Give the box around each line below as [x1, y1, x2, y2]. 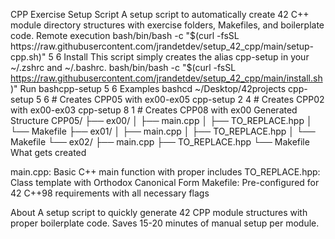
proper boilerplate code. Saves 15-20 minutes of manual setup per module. [10, 217, 320, 229]
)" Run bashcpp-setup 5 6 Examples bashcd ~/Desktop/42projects [10, 83, 287, 94]
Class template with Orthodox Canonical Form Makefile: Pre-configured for [10, 177, 320, 188]
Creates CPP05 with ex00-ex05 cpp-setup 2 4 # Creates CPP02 [59, 94, 325, 105]
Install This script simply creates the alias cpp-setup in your [63, 51, 310, 63]
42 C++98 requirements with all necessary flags [10, 187, 210, 199]
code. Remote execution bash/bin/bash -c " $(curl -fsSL [10, 30, 240, 41]
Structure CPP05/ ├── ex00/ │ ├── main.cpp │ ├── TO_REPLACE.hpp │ [10, 115, 313, 126]
